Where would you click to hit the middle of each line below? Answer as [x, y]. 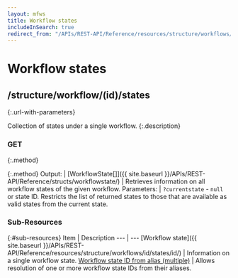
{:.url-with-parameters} [41, 112]
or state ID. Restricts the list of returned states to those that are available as [117, 196]
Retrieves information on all [165, 181]
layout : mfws [27, 14]
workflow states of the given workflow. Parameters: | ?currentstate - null [115, 188]
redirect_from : [30, 34]
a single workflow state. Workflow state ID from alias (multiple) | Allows [111, 260]
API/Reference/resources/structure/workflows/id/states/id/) [95, 252]
